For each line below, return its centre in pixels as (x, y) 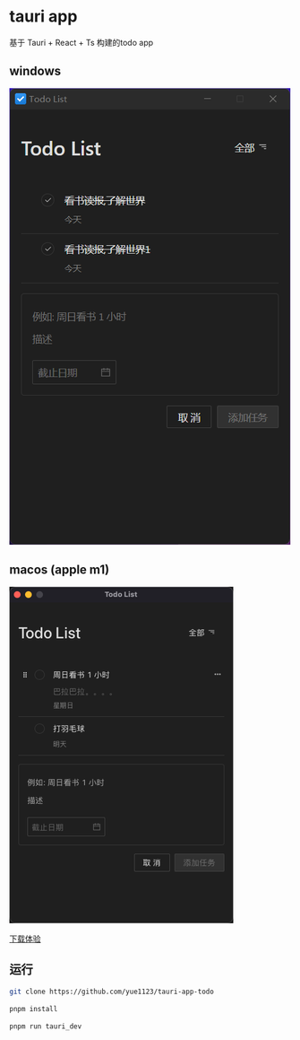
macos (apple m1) (60, 570)
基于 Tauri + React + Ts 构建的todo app (81, 42)
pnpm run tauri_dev (46, 1027)
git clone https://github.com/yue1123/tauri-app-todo (112, 992)
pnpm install (34, 1009)
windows (35, 71)
